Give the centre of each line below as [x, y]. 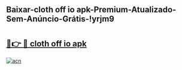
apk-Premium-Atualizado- [126, 10]
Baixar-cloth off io [40, 10]
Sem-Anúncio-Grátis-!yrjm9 [60, 19]
